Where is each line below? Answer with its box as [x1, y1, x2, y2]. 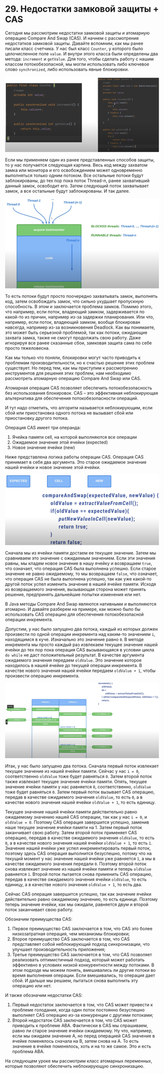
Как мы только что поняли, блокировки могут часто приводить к [5, 355, 141, 360]
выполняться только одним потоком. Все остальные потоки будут [5, 173, 144, 178]
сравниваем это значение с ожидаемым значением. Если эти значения [5, 555, 156, 561]
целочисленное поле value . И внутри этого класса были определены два [5, 50, 158, 57]
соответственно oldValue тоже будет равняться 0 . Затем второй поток [5, 773, 152, 779]
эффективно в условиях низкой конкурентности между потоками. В [12, 962, 155, 968]
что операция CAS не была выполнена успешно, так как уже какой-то [5, 576, 152, 582]
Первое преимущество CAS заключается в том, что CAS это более [12, 925, 153, 931]
